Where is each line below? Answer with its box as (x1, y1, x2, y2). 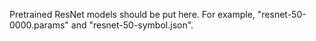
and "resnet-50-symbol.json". (70, 19, 194, 31)
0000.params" (9, 19, 69, 31)
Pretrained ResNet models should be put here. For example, (9, 9, 256, 20)
